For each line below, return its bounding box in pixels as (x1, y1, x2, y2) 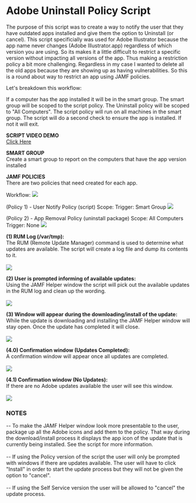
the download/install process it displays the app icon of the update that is (6, 435, 183, 442)
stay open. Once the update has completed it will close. (6, 323, 140, 330)
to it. (6, 251, 17, 258)
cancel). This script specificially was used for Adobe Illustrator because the (6, 36, 188, 43)
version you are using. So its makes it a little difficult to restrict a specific (6, 48, 181, 55)
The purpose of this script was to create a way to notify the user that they (6, 23, 184, 30)
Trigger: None (6, 221, 40, 228)
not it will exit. (6, 120, 40, 127)
